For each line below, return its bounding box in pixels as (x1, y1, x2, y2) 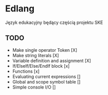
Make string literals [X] (12, 52, 59, 58)
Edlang (5, 3, 35, 14)
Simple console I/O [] (12, 84, 56, 90)
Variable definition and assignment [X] (12, 58, 91, 64)
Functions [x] (12, 68, 40, 74)
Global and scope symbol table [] (12, 79, 81, 85)
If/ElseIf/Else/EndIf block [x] (12, 63, 70, 69)
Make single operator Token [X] (12, 47, 78, 53)
